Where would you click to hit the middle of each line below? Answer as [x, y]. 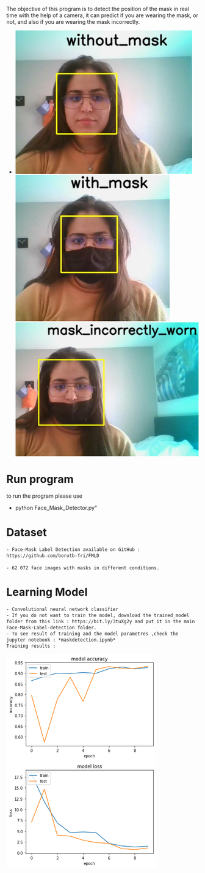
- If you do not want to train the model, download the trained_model [98, 616]
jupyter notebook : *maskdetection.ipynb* [61, 640]
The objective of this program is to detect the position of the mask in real [98, 9]
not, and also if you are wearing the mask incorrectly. [73, 22]
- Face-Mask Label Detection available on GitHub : [73, 550]
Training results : [31, 646]
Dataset [27, 533]
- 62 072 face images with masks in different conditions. [83, 568]
